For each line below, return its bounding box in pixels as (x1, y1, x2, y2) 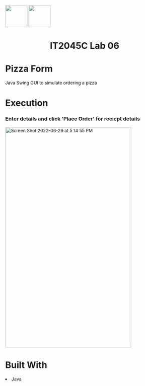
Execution (5, 98, 48, 109)
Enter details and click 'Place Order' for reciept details (5, 115, 140, 122)
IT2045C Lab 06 (49, 40, 120, 52)
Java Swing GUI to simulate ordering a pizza (5, 80, 97, 86)
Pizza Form (5, 63, 53, 74)
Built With (5, 359, 47, 370)
